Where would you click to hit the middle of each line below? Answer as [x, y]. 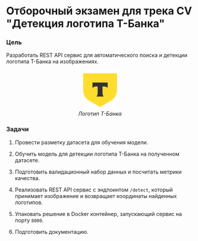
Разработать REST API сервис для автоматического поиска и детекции [97, 55]
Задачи [18, 129]
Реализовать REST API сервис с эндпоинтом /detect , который [94, 190]
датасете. [27, 160]
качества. [27, 178]
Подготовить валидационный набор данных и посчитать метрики [98, 172]
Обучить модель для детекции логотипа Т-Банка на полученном [97, 154]
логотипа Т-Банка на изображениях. [53, 61]
